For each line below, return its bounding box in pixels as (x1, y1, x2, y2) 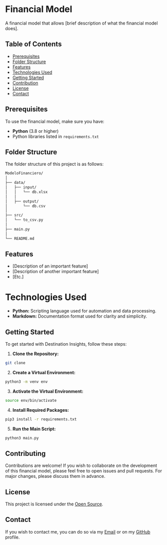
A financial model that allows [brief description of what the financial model (5, 20, 158, 26)
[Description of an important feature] (12, 263, 88, 269)
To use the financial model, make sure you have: (5, 118, 105, 124)
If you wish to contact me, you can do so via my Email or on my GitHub (5, 528, 151, 534)
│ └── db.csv (5, 203, 46, 208)
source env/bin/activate (5, 398, 57, 403)
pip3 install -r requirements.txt (5, 417, 77, 422)
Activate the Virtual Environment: (12, 388, 84, 394)
